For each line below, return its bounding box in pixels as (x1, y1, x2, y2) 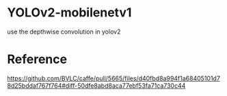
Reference (7, 51, 67, 67)
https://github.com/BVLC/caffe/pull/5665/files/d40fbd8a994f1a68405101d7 (7, 74, 221, 82)
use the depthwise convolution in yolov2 (7, 27, 121, 36)
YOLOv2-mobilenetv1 (7, 5, 132, 21)
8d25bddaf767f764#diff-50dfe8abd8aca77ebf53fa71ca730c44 (7, 81, 186, 90)
